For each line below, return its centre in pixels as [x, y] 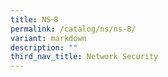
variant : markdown [48, 38]
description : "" [44, 47]
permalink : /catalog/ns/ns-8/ [73, 29]
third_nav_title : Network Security [84, 57]
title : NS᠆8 [34, 19]
